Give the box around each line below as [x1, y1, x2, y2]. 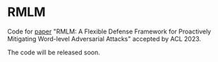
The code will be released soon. [7, 48, 101, 56]
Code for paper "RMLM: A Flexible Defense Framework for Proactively [7, 27, 212, 36]
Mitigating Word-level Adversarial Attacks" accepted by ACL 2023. [7, 34, 202, 42]
